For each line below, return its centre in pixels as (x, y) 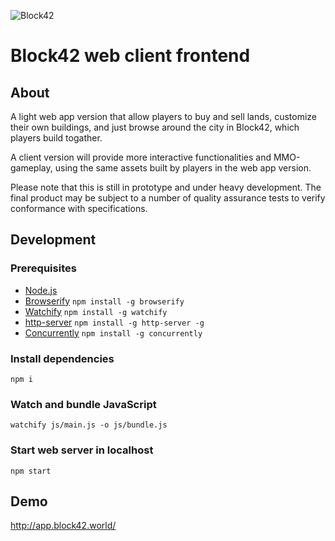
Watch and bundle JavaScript (83, 404)
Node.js (41, 290)
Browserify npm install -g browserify (104, 301)
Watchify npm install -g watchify (96, 311)
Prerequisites (43, 268)
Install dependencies (62, 358)
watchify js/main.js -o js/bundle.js (89, 425)
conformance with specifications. (79, 208)
